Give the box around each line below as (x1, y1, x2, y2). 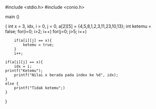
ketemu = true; (23, 42, 54, 47)
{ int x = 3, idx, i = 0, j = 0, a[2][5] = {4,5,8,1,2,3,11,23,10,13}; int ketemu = (5, 23, 152, 29)
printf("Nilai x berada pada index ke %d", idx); (14, 73, 119, 77)
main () (5, 14, 20, 19)
